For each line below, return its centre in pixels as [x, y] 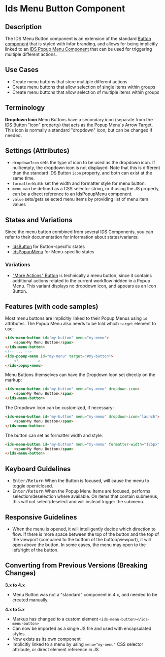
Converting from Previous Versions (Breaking [76, 566]
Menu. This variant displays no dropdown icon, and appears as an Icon [84, 286]
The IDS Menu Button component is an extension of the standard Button [78, 38]
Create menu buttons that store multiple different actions [70, 81]
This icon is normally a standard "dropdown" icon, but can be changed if [79, 130]
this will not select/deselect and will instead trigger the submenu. [78, 502]
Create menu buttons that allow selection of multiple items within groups [86, 92]
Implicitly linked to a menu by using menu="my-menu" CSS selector [78, 644]
